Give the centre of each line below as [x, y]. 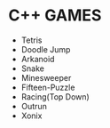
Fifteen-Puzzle [48, 87]
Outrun [34, 106]
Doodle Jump [46, 49]
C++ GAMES [55, 16]
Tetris [31, 40]
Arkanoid [38, 59]
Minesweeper [46, 77]
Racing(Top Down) [55, 96]
